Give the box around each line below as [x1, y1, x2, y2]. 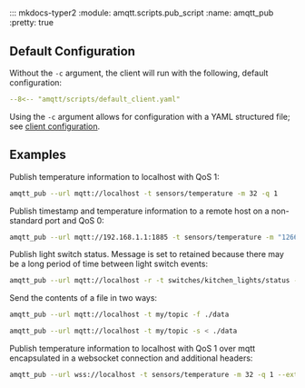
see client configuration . [9, 121, 101, 132]
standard [9, 214, 44, 225]
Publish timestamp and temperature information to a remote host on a [9, 205, 270, 216]
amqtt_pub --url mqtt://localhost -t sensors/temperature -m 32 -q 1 [9, 189, 279, 198]
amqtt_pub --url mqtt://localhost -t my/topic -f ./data [9, 310, 230, 320]
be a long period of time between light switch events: [9, 258, 209, 270]
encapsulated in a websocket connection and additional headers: [9, 353, 253, 363]
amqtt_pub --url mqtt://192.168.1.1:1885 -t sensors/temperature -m [9, 233, 274, 242]
